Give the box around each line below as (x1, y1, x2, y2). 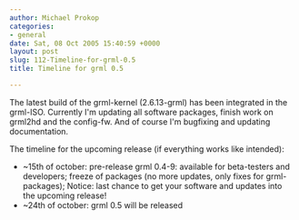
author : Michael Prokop (9, 13, 100, 23)
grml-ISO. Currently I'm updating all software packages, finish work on (9, 106, 274, 117)
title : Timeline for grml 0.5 (9, 65, 125, 74)
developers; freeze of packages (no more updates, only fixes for (22, 170, 264, 182)
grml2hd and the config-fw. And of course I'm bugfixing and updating (9, 115, 271, 127)
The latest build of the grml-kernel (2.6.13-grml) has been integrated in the (9, 96, 288, 107)
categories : (9, 22, 55, 31)
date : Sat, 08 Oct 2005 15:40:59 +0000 (9, 38, 161, 48)
